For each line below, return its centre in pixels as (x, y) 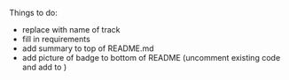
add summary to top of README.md (88, 48)
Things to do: (33, 13)
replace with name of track (71, 29)
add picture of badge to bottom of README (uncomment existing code (151, 58)
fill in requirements (56, 39)
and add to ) (44, 67)
